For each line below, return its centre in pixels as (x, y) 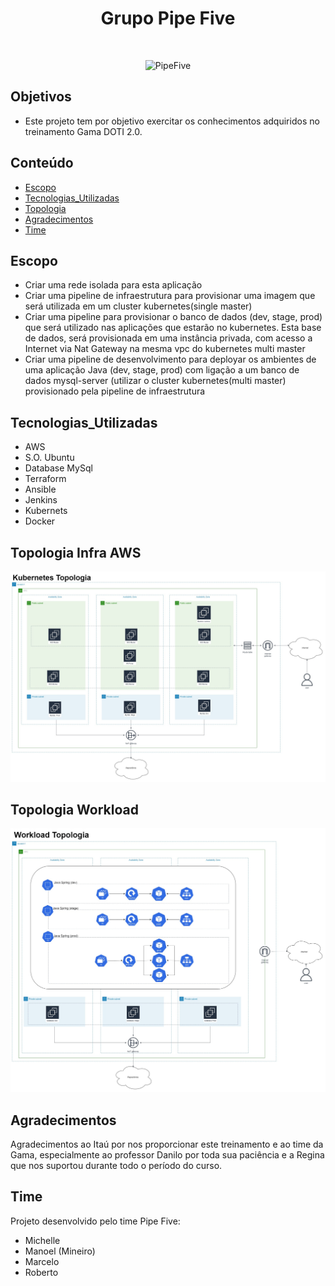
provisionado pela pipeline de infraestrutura (115, 391)
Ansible (40, 489)
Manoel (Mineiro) (60, 1251)
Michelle (42, 1240)
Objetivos (41, 97)
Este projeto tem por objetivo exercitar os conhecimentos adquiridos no (172, 121)
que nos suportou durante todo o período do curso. (116, 1166)
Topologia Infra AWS (76, 552)
